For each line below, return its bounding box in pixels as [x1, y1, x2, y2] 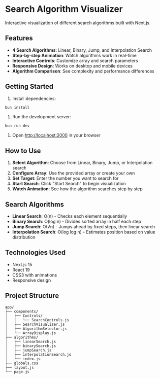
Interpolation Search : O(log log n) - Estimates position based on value [12, 229, 156, 235]
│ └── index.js [5, 356, 41, 361]
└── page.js [5, 369, 30, 374]
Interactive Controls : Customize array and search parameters [12, 58, 138, 64]
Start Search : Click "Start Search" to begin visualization [12, 181, 126, 187]
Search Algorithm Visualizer [5, 3, 123, 15]
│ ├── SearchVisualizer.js [5, 322, 65, 327]
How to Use [5, 146, 41, 155]
